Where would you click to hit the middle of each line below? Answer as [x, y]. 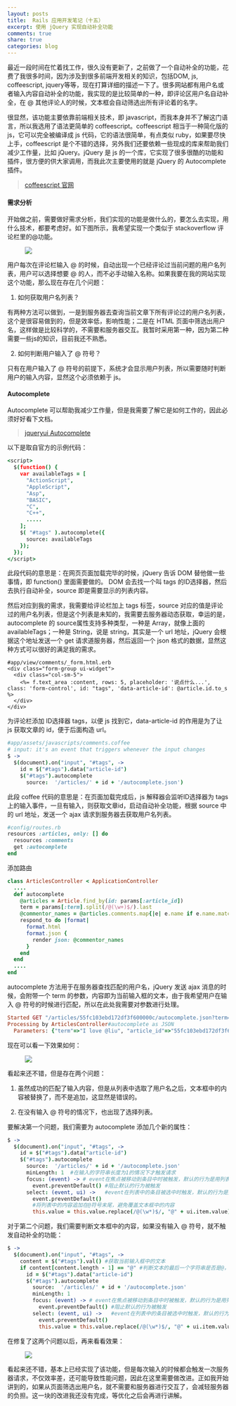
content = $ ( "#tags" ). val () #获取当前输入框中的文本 [93, 1261]
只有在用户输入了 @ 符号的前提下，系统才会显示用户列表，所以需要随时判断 [117, 369]
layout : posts [28, 14]
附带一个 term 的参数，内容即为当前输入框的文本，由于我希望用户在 [123, 996]
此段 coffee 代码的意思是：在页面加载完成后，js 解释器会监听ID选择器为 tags [118, 796]
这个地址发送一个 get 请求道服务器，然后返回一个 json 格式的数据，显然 [117, 640]
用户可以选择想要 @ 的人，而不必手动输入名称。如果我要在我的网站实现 [123, 274]
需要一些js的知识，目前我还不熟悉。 [59, 339]
